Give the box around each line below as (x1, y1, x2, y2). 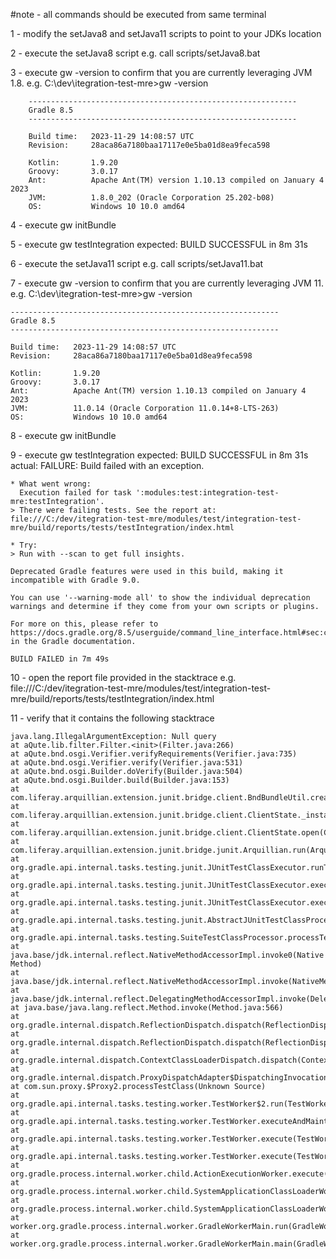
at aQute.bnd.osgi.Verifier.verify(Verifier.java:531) (10, 758, 244, 768)
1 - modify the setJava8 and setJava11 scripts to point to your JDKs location (10, 28, 322, 39)
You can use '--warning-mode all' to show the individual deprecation (10, 593, 311, 603)
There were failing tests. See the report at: (19, 505, 217, 515)
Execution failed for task (19, 488, 132, 498)
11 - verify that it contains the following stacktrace (10, 712, 215, 724)
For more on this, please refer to (10, 619, 159, 629)
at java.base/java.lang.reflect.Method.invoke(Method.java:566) (10, 1003, 284, 1013)
